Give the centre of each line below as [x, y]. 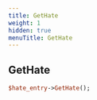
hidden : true [30, 30]
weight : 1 [25, 23]
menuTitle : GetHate [41, 38]
